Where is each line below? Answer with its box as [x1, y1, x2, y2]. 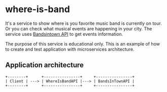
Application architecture [5, 61, 84, 69]
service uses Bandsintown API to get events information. [5, 31, 123, 37]
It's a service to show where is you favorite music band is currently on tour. [5, 20, 162, 26]
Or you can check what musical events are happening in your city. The [5, 25, 152, 31]
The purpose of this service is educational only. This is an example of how [5, 40, 160, 47]
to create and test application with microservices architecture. [5, 46, 135, 52]
